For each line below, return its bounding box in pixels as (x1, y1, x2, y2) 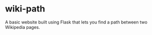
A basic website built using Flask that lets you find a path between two (5, 19, 148, 25)
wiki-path (5, 3, 46, 14)
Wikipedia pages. (5, 24, 40, 30)
